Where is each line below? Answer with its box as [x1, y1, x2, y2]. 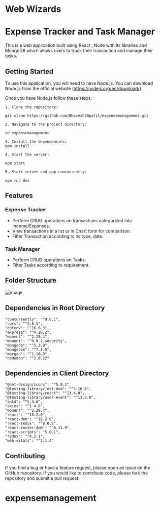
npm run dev [5, 178, 30, 183]
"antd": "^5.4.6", [5, 399, 43, 404]
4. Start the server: [5, 152, 50, 157]
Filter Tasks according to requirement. [12, 262, 90, 268]
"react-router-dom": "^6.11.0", [5, 426, 71, 430]
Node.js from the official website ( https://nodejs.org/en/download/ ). [5, 85, 143, 91]
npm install [5, 143, 30, 149]
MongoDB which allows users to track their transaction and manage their [5, 48, 153, 54]
